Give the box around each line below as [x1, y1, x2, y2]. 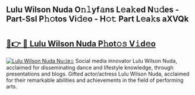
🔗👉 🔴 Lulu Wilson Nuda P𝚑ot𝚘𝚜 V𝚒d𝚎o [6, 39, 156, 49]
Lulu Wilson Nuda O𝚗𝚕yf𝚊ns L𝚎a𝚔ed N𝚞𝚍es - [6, 5, 180, 15]
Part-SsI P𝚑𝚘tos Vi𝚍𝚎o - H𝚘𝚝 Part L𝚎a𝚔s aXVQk [6, 14, 189, 24]
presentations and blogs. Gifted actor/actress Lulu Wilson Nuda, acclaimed [6, 71, 190, 77]
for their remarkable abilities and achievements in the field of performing [6, 77, 184, 84]
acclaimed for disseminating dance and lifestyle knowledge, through [6, 64, 174, 71]
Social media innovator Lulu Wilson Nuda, [75, 58, 177, 64]
